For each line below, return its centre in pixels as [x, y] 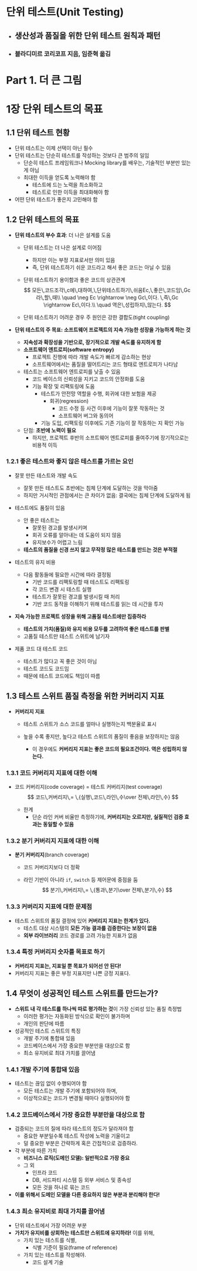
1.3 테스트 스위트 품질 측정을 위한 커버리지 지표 [85, 696]
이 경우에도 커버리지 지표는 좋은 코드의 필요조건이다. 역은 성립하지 [106, 749]
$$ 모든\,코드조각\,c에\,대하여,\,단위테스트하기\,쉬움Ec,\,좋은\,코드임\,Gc [107, 290]
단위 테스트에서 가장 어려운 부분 [50, 1225]
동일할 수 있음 [59, 824]
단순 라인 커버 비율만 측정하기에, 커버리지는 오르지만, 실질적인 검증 [108, 816]
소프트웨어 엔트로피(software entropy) [69, 349]
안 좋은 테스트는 [41, 520]
